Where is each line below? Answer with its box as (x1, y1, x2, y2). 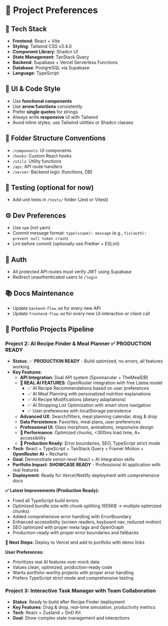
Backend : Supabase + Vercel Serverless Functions (12, 59, 118, 65)
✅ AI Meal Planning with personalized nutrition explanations (27, 390, 151, 397)
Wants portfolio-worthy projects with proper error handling (12, 569, 134, 576)
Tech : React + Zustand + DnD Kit (12, 609, 81, 615)
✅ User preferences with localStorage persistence (27, 407, 131, 413)
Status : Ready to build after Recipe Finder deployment (12, 599, 125, 605)
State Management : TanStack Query (12, 54, 89, 60)
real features (12, 467, 39, 473)
